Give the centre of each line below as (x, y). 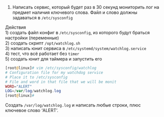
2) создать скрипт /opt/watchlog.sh (43, 43)
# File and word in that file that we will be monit (61, 82)
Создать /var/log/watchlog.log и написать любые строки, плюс (73, 105)
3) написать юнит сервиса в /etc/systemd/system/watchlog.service (76, 48)
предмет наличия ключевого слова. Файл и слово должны (75, 12)
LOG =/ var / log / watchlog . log (33, 91)
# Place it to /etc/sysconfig (37, 77)
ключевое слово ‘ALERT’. (32, 111)
